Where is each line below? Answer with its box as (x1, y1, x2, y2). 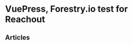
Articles (5, 33, 30, 42)
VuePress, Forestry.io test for (5, 3, 128, 15)
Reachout (5, 14, 46, 25)
